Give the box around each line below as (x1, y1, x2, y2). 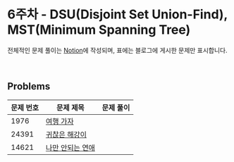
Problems (7, 80, 51, 92)
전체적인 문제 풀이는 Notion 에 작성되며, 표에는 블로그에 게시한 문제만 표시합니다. (7, 46, 228, 54)
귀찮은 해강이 (45, 130, 87, 139)
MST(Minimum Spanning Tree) (7, 22, 191, 38)
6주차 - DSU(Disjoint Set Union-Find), (7, 6, 228, 23)
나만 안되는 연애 (45, 142, 95, 152)
